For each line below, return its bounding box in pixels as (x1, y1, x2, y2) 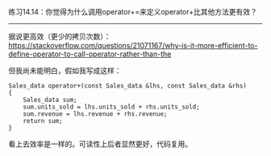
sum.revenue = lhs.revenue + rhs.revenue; (23, 110, 168, 118)
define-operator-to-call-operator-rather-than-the (8, 49, 172, 59)
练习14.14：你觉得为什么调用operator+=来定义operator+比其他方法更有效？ (8, 7, 258, 16)
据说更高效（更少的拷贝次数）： (8, 31, 111, 41)
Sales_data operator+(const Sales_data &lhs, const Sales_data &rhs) (8, 82, 248, 90)
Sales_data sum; (23, 96, 78, 104)
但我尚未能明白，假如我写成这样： (8, 66, 122, 75)
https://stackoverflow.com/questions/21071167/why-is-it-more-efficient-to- (8, 41, 258, 50)
